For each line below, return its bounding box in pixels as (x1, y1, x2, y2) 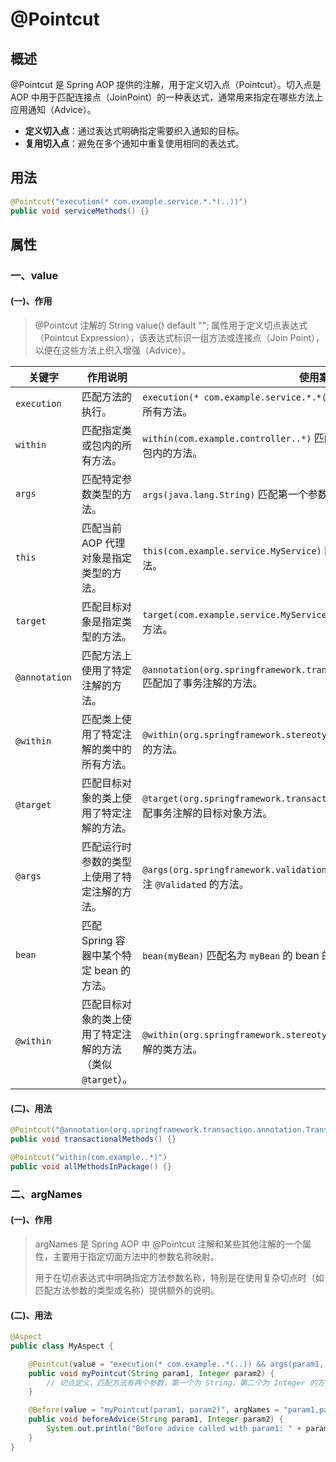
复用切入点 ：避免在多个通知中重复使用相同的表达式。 (24, 138, 245, 149)
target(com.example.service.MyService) (142, 609, 333, 621)
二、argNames (10, 1187, 83, 1201)
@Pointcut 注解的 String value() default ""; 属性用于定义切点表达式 (34, 319, 308, 332)
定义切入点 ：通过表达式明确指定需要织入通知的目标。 (24, 125, 245, 137)
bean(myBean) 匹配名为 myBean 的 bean (142, 949, 320, 963)
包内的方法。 (142, 446, 203, 460)
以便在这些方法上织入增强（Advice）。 (34, 344, 192, 357)
